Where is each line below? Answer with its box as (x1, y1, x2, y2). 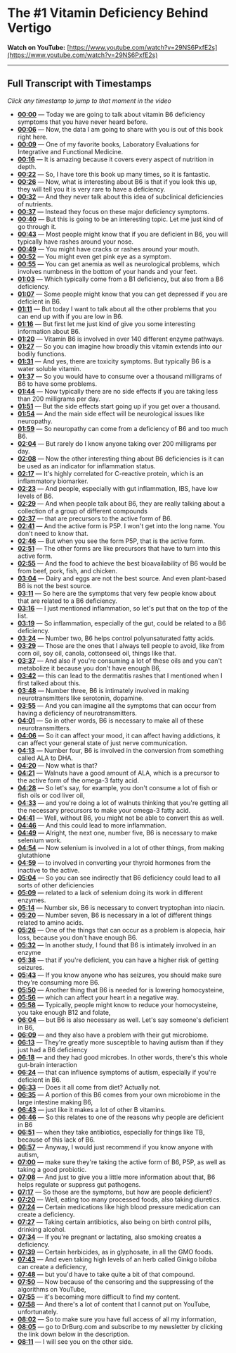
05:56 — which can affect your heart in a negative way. (17, 993, 179, 1002)
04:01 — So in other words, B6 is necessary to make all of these (17, 716, 204, 725)
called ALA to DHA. (17, 754, 74, 762)
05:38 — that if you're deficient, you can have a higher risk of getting (17, 956, 219, 964)
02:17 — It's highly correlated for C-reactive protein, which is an (17, 469, 204, 478)
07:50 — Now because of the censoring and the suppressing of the (17, 1277, 214, 1286)
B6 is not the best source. (17, 581, 93, 590)
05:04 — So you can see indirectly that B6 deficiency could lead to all (17, 873, 221, 882)
